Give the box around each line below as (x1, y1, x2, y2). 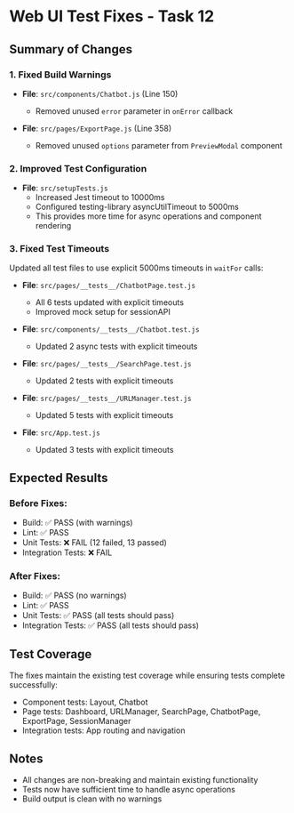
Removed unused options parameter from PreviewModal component (35, 140, 282, 150)
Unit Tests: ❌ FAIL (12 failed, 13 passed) (21, 537, 167, 548)
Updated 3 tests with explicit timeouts (35, 445, 174, 455)
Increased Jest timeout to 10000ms (35, 192, 165, 203)
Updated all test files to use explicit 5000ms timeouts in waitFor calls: (9, 262, 264, 273)
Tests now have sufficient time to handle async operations (21, 785, 235, 795)
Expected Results (9, 470, 108, 486)
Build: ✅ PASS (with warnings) (21, 518, 133, 528)
